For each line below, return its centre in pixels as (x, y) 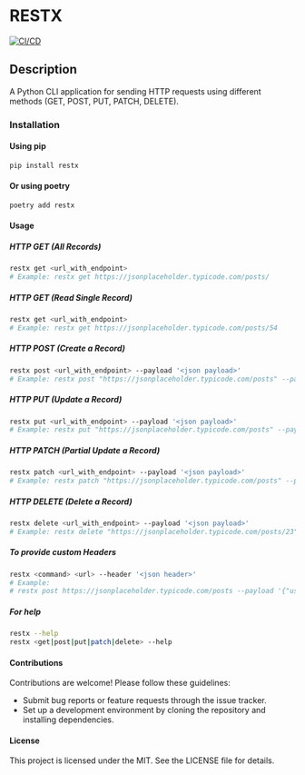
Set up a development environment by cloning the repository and (144, 710)
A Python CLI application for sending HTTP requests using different (135, 91)
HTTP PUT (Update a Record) (66, 400)
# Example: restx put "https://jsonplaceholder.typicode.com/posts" (142, 430)
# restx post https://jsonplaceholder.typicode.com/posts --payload (142, 591)
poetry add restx (42, 205)
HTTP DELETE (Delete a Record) (71, 502)
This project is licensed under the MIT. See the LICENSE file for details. (142, 760)
